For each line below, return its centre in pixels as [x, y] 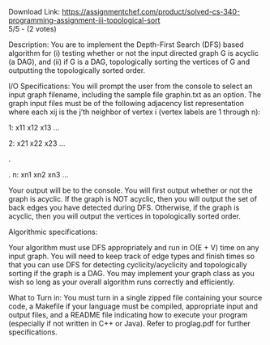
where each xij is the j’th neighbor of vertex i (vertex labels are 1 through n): [135, 112]
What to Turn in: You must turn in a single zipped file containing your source [135, 298]
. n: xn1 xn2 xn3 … [39, 175]
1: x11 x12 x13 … [34, 128]
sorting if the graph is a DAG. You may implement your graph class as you [131, 273]
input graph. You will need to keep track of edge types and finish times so [132, 256]
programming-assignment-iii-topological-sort [84, 20]
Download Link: [34, 12]
